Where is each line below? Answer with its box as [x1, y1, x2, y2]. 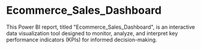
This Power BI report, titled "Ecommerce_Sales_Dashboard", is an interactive [6, 23, 196, 30]
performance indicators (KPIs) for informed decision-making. [6, 36, 157, 43]
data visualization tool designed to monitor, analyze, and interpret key [6, 29, 178, 36]
